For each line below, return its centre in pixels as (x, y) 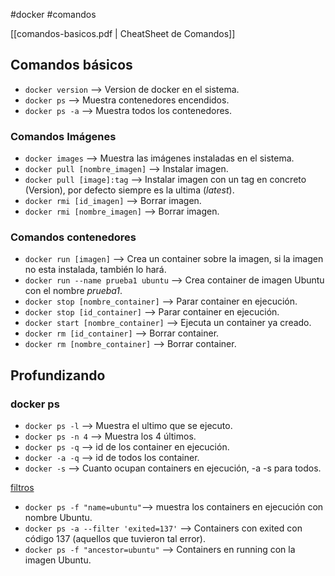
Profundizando (58, 375)
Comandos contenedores (73, 237)
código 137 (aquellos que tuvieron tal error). (115, 539)
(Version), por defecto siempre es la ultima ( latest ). (129, 190)
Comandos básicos (71, 65)
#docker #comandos (53, 14)
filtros (22, 488)
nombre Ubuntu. (58, 518)
